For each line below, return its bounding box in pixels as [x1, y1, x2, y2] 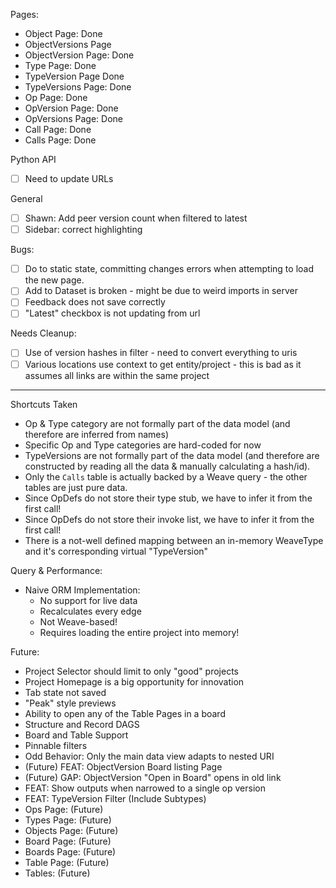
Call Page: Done [24, 124, 92, 135]
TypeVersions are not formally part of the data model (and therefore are [24, 449, 320, 461]
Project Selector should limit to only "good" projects [24, 665, 239, 677]
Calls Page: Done [24, 134, 97, 146]
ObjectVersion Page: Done [24, 49, 135, 61]
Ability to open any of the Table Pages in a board [24, 707, 226, 719]
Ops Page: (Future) [24, 803, 104, 815]
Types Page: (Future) [24, 814, 112, 826]
